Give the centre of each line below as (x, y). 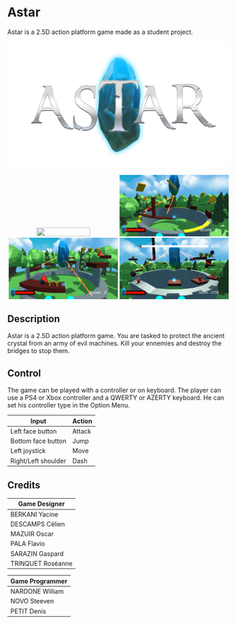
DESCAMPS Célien (38, 524)
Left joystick (28, 451)
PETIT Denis (28, 611)
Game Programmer (39, 581)
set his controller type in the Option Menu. (69, 405)
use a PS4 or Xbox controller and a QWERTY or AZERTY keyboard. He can (116, 398)
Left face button (34, 431)
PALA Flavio (28, 544)
